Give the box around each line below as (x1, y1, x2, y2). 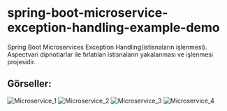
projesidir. (7, 57, 36, 66)
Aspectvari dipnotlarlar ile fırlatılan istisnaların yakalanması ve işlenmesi (7, 50, 214, 59)
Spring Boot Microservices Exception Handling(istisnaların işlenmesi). (7, 43, 207, 51)
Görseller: (7, 78, 52, 90)
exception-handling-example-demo (7, 20, 220, 36)
